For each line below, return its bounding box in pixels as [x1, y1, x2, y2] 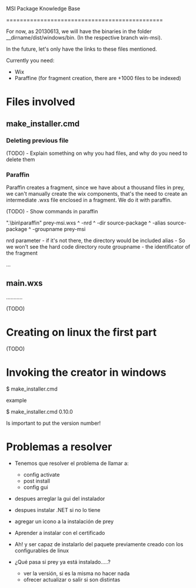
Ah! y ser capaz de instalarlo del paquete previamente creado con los [14, 540, 184, 547]
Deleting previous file [6, 136, 69, 144]
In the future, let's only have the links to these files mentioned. [6, 45, 157, 52]
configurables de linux [14, 547, 69, 554]
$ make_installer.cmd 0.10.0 [6, 408, 74, 415]
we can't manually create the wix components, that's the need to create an [6, 190, 188, 197]
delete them [6, 156, 35, 163]
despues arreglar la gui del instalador [14, 495, 105, 502]
